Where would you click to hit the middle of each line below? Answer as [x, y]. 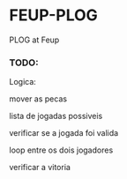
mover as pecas [38, 99]
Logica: [23, 82]
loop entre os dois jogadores [61, 150]
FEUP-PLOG [54, 15]
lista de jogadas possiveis [56, 116]
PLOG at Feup [34, 40]
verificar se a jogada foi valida [64, 133]
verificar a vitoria [40, 168]
